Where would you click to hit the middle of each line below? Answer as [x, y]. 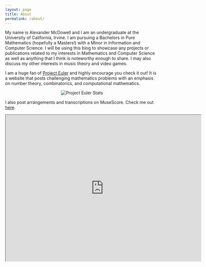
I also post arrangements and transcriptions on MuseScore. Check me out [79, 103]
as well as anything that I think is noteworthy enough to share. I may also [78, 59]
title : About [18, 14]
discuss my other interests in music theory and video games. [66, 63]
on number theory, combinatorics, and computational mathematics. [73, 83]
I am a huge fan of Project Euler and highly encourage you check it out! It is [81, 73]
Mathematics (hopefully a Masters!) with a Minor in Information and [73, 43]
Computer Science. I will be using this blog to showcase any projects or [77, 48]
